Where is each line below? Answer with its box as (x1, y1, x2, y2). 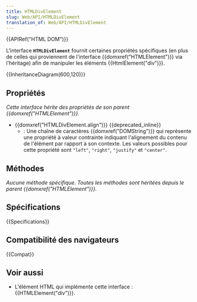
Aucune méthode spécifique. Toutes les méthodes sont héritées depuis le (6, 179, 184, 186)
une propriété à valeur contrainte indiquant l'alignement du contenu (23, 134, 187, 141)
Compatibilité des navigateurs (6, 235, 119, 245)
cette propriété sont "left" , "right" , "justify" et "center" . (23, 147, 167, 154)
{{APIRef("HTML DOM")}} (6, 36, 69, 43)
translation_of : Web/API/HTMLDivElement (6, 19, 107, 25)
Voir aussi (6, 268, 44, 278)
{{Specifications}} (6, 218, 50, 225)
